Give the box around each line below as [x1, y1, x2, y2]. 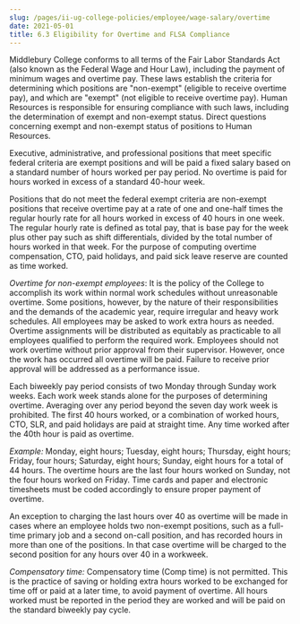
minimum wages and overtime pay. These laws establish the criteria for [9, 74, 272, 84]
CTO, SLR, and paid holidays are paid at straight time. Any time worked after [9, 419, 290, 430]
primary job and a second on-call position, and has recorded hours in [27, 530, 283, 541]
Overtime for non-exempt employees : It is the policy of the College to [9, 278, 264, 289]
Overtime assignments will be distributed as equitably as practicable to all [9, 325, 281, 336]
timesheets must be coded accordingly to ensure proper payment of [9, 484, 261, 495]
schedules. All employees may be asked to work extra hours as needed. [9, 316, 275, 327]
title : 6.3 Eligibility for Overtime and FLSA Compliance [9, 30, 230, 39]
